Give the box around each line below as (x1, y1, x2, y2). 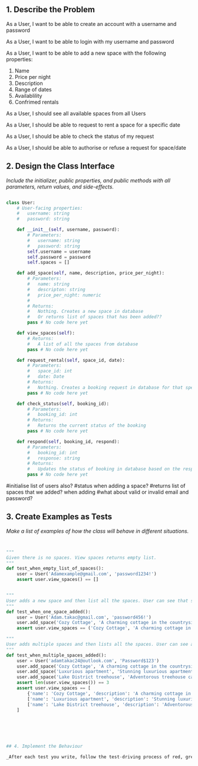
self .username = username (27, 249, 91, 255)
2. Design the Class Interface (6, 161, 115, 171)
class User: (6, 200, 35, 206)
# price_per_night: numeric (27, 292, 101, 298)
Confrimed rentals (14, 98, 59, 105)
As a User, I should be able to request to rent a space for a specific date (6, 121, 181, 128)
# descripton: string (27, 286, 85, 292)
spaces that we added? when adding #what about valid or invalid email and (6, 488, 189, 496)
